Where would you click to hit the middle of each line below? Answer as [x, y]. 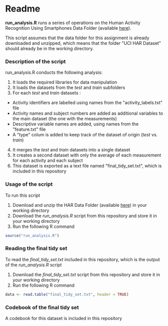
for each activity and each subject [48, 160]
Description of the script [36, 61]
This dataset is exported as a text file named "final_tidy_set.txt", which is [87, 166]
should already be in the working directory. [50, 48]
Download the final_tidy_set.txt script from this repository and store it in [86, 274]
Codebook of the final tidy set [42, 307]
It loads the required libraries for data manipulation [65, 82]
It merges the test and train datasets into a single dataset [71, 150]
